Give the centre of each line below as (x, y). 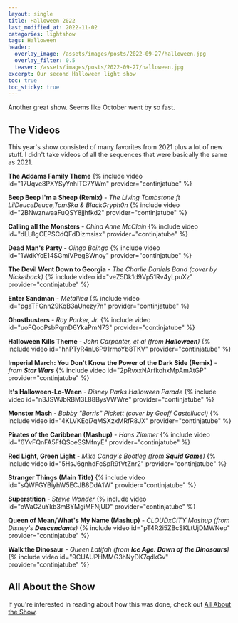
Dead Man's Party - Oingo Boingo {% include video (84, 248)
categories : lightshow (42, 34)
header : (20, 47)
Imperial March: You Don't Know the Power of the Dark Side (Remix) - (113, 363)
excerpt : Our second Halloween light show (72, 74)
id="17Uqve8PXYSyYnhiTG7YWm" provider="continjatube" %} (100, 184)
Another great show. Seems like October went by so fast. (92, 107)
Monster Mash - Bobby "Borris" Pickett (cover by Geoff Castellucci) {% (114, 413)
